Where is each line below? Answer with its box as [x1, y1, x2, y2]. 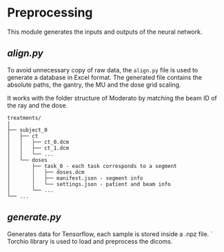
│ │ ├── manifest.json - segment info [7, 174, 143, 182]
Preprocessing [7, 5, 93, 21]
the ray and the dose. [7, 101, 68, 109]
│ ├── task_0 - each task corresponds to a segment [7, 162, 177, 169]
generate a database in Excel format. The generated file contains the [7, 73, 202, 81]
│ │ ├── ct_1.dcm [7, 145, 70, 151]
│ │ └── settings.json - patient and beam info [7, 180, 171, 187]
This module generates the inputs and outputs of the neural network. [7, 28, 203, 36]
